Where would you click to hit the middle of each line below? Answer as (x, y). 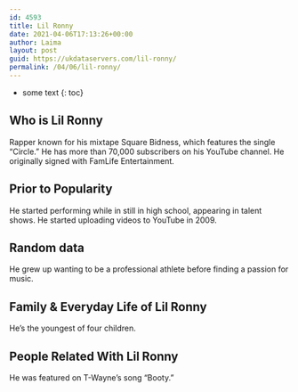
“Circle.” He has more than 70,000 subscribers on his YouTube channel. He (147, 151)
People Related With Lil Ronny (94, 356)
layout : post (33, 51)
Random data (47, 247)
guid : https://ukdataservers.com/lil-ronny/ (93, 59)
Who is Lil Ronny (56, 121)
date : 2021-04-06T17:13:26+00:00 (71, 34)
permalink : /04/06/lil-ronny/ (65, 68)
